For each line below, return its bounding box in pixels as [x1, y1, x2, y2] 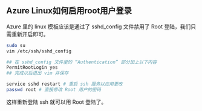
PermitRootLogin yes [6, 65, 59, 71]
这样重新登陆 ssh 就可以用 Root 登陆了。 [6, 98, 107, 106]
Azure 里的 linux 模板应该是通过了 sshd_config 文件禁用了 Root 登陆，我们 [6, 23, 191, 30]
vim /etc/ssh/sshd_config [6, 48, 71, 54]
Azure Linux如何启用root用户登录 [6, 5, 132, 16]
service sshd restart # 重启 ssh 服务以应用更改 [6, 81, 123, 87]
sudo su [6, 42, 26, 48]
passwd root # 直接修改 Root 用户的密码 [6, 87, 102, 93]
